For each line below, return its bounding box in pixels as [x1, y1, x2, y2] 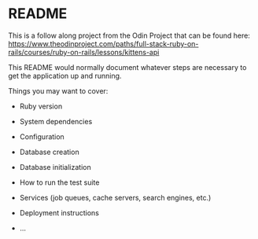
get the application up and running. [8, 71, 122, 80]
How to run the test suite [19, 178, 100, 187]
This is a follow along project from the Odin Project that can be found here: [8, 31, 250, 40]
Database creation [19, 147, 80, 156]
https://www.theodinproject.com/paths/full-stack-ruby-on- [8, 39, 199, 48]
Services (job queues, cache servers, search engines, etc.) [19, 193, 212, 202]
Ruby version [19, 101, 63, 111]
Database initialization [19, 162, 92, 171]
